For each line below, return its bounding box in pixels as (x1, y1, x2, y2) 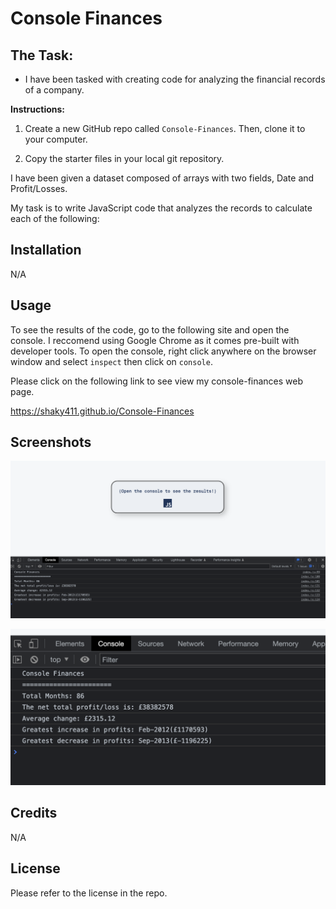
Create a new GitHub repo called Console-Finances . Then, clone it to (24, 123, 306, 134)
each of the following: (10, 213, 100, 224)
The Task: (10, 47, 74, 64)
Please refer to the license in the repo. (10, 887, 168, 899)
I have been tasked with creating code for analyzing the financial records (24, 73, 326, 85)
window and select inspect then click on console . (10, 355, 213, 367)
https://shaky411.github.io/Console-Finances (10, 405, 195, 417)
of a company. (24, 84, 85, 96)
